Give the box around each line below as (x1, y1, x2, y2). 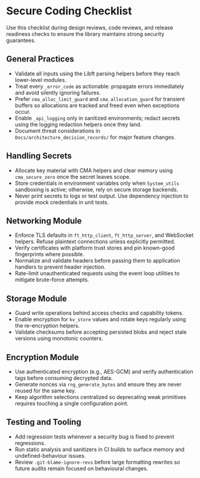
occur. (14, 108, 31, 115)
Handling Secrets (6, 151, 72, 161)
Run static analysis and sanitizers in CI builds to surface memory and (14, 446, 185, 453)
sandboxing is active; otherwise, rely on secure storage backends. (14, 185, 179, 193)
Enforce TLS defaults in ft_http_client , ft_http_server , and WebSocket (14, 232, 194, 239)
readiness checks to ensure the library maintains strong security (6, 30, 165, 37)
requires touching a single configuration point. (14, 400, 129, 407)
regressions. (14, 439, 46, 446)
